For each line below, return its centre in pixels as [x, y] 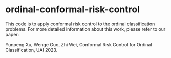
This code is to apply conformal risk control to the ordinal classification [80, 24]
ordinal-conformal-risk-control [72, 9]
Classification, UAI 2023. [31, 50]
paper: [12, 34]
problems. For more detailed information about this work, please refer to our [85, 29]
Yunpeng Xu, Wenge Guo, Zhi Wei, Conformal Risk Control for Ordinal [79, 44]
